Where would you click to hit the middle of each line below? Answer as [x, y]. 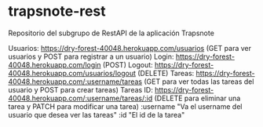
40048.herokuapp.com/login [55, 64]
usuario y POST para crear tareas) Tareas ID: [80, 89]
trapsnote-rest [57, 11]
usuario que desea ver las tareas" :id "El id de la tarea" [97, 114]
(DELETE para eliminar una [197, 98]
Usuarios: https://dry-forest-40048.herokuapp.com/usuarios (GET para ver [130, 48]
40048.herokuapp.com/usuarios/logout [72, 73]
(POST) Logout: [128, 64]
